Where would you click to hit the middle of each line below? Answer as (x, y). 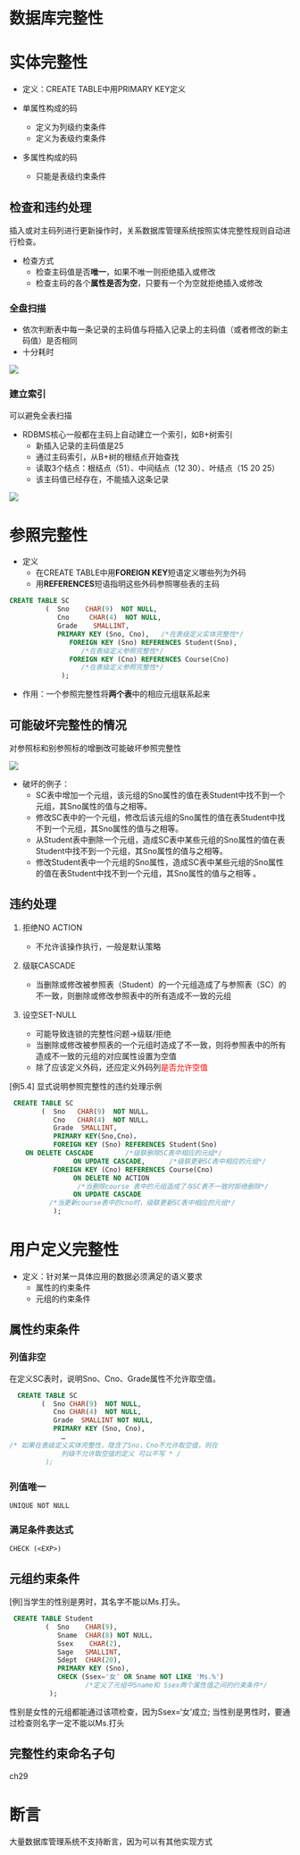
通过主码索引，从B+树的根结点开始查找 (108, 456)
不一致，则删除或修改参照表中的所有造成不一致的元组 (133, 995)
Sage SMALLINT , (89, 1652)
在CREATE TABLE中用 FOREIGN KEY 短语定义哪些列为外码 (141, 572)
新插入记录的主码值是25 (79, 445)
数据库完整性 (57, 18)
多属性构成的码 (50, 157)
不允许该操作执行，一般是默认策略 (98, 946)
